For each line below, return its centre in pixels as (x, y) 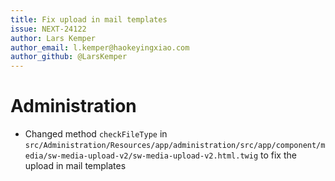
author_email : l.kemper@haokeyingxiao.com (100, 47)
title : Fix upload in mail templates (89, 19)
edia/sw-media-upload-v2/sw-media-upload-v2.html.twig (141, 156)
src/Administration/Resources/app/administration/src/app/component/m (175, 146)
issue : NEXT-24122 (48, 29)
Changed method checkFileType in (96, 134)
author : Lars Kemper (53, 38)
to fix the (278, 155)
